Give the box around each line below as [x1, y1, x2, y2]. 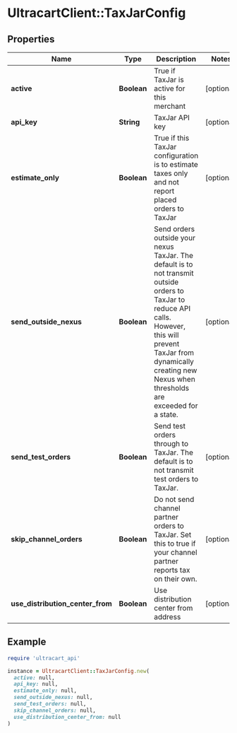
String [119, 117, 140, 127]
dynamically [154, 357, 194, 366]
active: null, [13, 674, 55, 681]
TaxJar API [154, 113, 190, 122]
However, [154, 322, 186, 331]
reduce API [154, 304, 191, 313]
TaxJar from [154, 348, 195, 358]
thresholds [154, 383, 189, 393]
